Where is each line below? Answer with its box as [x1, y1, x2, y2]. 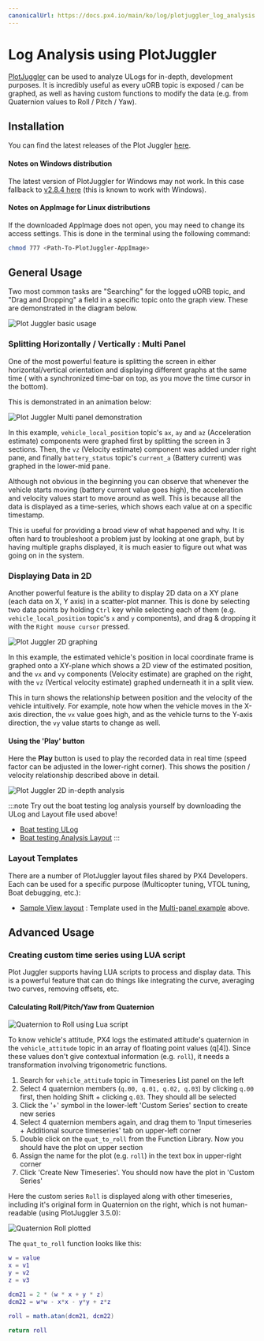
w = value [8, 1254, 41, 1262]
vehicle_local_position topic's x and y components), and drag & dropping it [8, 614, 256, 623]
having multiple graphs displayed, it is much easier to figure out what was [8, 542, 247, 551]
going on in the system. [8, 550, 84, 560]
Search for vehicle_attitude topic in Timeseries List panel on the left [19, 1076, 244, 1085]
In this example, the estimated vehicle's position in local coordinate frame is [8, 652, 255, 662]
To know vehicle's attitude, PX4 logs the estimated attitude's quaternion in [8, 1035, 250, 1045]
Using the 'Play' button [8, 736, 85, 746]
